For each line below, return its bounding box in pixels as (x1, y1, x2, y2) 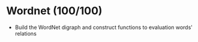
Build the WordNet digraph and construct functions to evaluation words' (14, 24, 193, 31)
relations (14, 30, 37, 37)
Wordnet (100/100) (6, 4, 103, 18)
